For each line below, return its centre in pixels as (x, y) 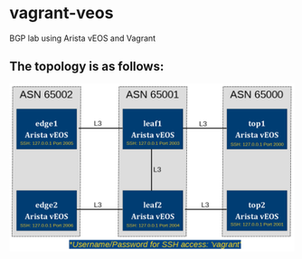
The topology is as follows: (87, 67)
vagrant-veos (61, 13)
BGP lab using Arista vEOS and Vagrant (83, 38)
